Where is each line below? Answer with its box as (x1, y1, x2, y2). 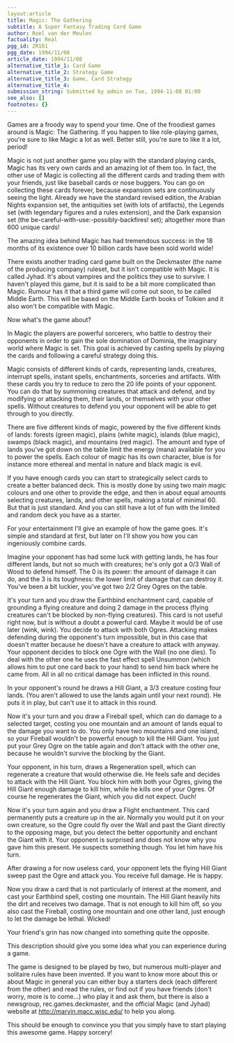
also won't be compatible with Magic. (7, 302, 115, 310)
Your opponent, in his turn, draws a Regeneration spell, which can (7, 762, 196, 771)
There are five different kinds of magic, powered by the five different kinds (7, 423, 221, 431)
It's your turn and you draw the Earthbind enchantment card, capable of (7, 595, 214, 604)
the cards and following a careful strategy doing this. (7, 351, 159, 360)
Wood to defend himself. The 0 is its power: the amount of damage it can (7, 567, 217, 576)
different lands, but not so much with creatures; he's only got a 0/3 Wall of (7, 560, 221, 568)
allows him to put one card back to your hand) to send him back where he (7, 662, 219, 671)
